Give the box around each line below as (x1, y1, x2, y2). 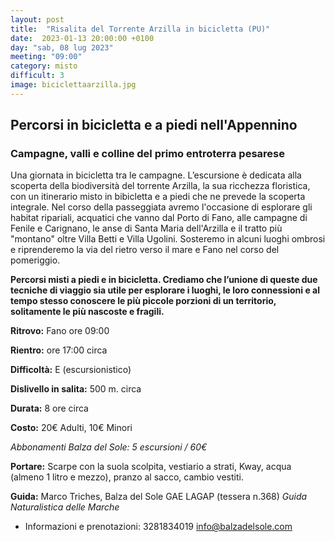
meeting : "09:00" (10, 52, 83, 62)
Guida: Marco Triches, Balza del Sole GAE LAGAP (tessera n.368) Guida (10, 491, 308, 503)
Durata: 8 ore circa (10, 402, 89, 415)
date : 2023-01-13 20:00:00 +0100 (10, 33, 155, 43)
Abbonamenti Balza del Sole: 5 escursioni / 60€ (10, 441, 208, 453)
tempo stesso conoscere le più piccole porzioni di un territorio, (10, 295, 277, 307)
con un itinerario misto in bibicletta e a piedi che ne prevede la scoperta (10, 191, 306, 203)
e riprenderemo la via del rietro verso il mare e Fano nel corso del (10, 244, 280, 256)
